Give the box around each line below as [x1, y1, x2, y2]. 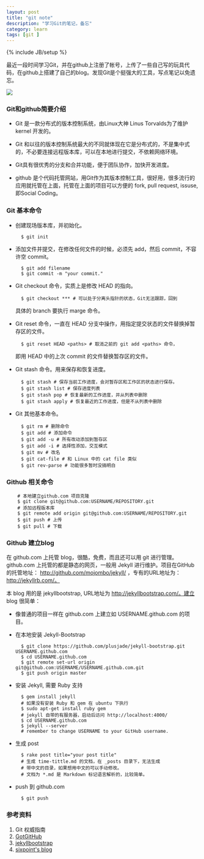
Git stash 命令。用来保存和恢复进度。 [15, 365, 109, 373]
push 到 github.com [15, 783, 65, 790]
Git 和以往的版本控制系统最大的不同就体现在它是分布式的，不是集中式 [15, 140, 191, 148]
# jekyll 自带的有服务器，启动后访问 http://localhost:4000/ [21, 712, 168, 719]
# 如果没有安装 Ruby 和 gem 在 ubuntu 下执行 [21, 700, 129, 706]
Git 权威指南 [15, 825, 46, 833]
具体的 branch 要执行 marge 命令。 [15, 307, 104, 314]
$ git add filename [21, 265, 70, 271]
